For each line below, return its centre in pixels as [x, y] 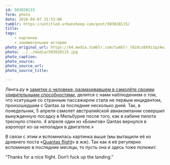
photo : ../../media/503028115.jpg [42, 52]
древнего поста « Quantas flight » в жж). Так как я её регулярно [73, 142]
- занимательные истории [40, 43]
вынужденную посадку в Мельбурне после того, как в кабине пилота [81, 116]
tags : [11, 33]
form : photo [18, 15]
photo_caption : [21, 57]
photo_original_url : [27, 47]
